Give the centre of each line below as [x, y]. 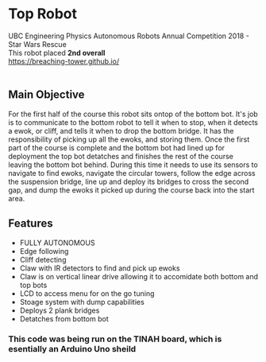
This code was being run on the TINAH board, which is [115, 339]
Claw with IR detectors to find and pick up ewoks [100, 268]
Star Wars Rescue [38, 44]
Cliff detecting [43, 259]
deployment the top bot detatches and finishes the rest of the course [121, 156]
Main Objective [46, 95]
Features [31, 224]
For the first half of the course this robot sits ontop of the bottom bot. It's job [133, 114]
